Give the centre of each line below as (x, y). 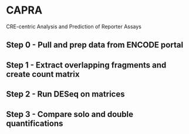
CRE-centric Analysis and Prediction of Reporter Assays (74, 26)
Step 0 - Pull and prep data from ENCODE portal (95, 45)
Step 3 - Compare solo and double (70, 114)
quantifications (35, 123)
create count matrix (43, 74)
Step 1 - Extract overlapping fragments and (86, 65)
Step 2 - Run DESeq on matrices (65, 94)
